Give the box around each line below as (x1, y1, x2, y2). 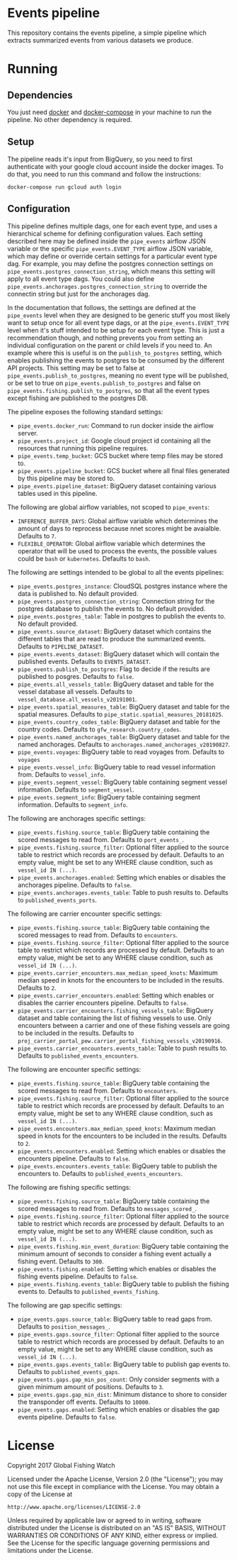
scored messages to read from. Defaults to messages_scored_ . (17, 1204, 197, 1212)
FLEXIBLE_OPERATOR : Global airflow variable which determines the (17, 539, 206, 548)
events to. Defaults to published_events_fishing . (17, 1287, 160, 1295)
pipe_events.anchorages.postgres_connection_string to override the (7, 282, 207, 290)
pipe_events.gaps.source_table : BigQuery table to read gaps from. (17, 1315, 213, 1323)
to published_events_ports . (17, 895, 98, 904)
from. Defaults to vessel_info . (17, 770, 105, 778)
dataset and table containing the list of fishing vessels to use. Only (17, 1013, 212, 1022)
